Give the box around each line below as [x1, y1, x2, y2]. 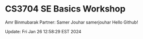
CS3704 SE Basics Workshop [5, 3, 126, 14]
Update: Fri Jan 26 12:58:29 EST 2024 [5, 28, 81, 34]
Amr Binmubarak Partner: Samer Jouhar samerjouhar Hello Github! [5, 19, 138, 25]
